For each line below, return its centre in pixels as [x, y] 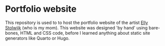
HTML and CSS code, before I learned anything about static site [85, 33]
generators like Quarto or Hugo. [38, 38]
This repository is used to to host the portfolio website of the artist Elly [77, 23]
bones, [12, 33]
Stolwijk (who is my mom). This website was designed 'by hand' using [77, 27]
